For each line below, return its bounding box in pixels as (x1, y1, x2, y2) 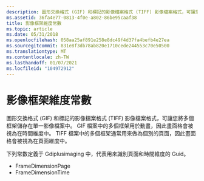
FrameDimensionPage (15, 162, 71, 170)
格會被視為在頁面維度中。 (6, 137, 70, 145)
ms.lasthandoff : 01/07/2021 (6, 60, 78, 66)
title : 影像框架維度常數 (6, 20, 62, 26)
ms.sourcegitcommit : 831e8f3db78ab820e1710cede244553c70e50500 (6, 43, 170, 49)
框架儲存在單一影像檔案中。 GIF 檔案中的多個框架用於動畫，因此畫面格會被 (6, 122, 194, 129)
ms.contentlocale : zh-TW (6, 54, 69, 60)
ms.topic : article (6, 26, 53, 32)
